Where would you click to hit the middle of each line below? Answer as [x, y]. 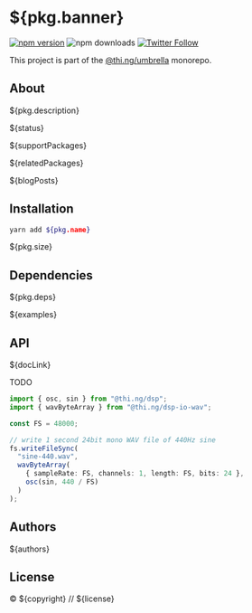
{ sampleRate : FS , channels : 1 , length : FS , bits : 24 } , [135, 474]
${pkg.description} [44, 110]
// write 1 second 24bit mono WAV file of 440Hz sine [113, 440]
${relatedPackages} [47, 163]
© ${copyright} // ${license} [62, 599]
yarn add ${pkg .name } [50, 230]
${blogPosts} [34, 180]
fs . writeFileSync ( [44, 448]
